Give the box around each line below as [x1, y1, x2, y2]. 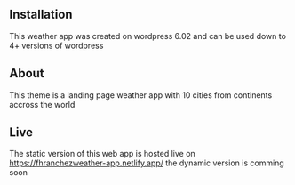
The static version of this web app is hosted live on [9, 149, 195, 159]
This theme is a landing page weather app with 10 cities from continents [9, 89, 273, 101]
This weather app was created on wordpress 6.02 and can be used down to [9, 30, 287, 41]
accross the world [9, 99, 76, 109]
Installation [9, 7, 73, 22]
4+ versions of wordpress [9, 40, 104, 51]
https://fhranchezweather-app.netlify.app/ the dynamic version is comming [9, 157, 284, 168]
